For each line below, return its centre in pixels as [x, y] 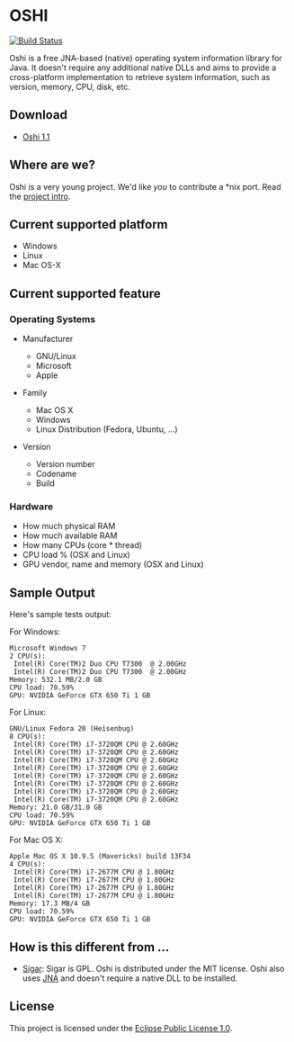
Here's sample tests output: [61, 615]
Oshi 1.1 [36, 137]
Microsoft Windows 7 [48, 649]
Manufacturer [48, 339]
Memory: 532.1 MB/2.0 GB [56, 680]
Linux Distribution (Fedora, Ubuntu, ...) [107, 429]
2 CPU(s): [28, 656]
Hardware [31, 507]
